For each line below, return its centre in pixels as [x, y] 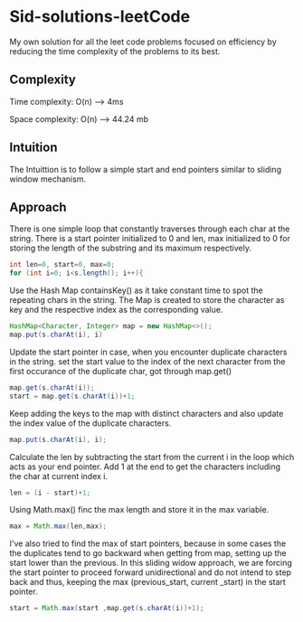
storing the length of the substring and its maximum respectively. [130, 248]
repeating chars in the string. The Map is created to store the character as [147, 300]
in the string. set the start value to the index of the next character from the [147, 361]
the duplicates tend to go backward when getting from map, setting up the [148, 553]
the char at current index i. [59, 476]
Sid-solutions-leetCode [100, 17]
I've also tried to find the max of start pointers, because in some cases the [148, 543]
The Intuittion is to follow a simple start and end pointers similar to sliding [146, 169]
